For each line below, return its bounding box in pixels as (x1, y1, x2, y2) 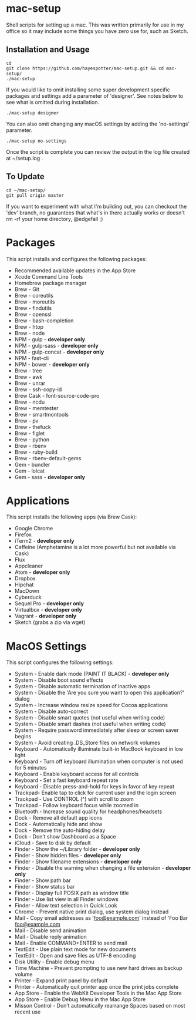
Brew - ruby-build (14, 448, 58, 455)
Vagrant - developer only (14, 612, 77, 620)
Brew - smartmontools (14, 411, 69, 418)
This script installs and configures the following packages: (6, 255, 147, 262)
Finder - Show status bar (14, 883, 75, 890)
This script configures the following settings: (6, 659, 114, 666)
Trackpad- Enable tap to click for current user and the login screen (14, 789, 176, 797)
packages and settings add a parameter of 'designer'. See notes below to (6, 92, 184, 99)
